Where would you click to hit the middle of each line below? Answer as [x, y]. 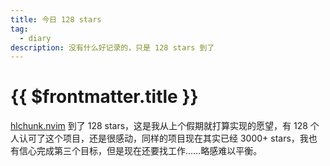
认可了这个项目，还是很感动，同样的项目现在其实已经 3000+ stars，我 [163, 138]
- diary [35, 38]
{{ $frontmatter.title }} [104, 97]
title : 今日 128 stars [56, 19]
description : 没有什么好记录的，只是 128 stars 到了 [112, 47]
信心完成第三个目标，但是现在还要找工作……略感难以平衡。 [140, 151]
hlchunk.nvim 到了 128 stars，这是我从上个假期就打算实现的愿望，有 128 [159, 126]
